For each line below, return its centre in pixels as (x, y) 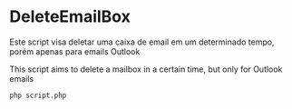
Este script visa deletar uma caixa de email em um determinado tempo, (142, 42)
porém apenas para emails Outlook (75, 51)
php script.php (38, 95)
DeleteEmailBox (70, 17)
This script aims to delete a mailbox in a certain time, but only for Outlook (146, 69)
